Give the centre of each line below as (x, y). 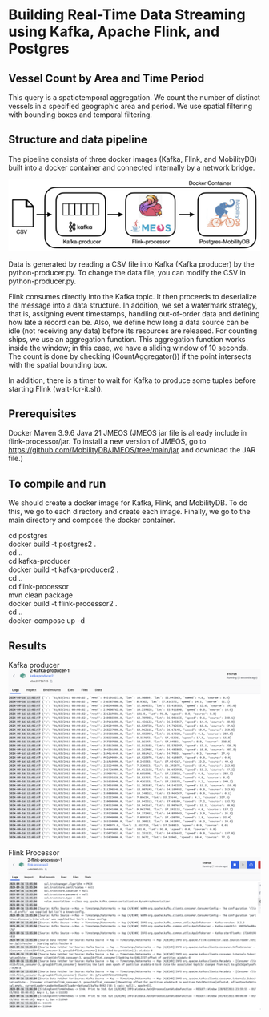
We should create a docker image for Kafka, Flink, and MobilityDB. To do (128, 503)
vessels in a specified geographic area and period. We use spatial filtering (130, 106)
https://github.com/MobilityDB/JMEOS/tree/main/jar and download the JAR (132, 450)
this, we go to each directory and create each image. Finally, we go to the (129, 512)
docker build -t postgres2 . (52, 544)
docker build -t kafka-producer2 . (64, 569)
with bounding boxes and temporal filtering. (80, 115)
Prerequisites (42, 414)
